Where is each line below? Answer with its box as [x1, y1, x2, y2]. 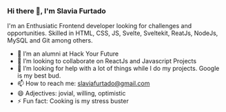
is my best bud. [17, 71, 61, 80]
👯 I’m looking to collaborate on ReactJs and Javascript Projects [17, 57, 197, 65]
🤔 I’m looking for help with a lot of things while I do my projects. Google [17, 65, 220, 73]
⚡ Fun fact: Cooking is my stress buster [17, 97, 129, 105]
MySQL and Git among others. [7, 36, 93, 45]
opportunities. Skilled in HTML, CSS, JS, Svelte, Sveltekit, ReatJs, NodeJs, [7, 29, 218, 37]
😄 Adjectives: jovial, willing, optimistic [17, 89, 126, 98]
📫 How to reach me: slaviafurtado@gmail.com [17, 79, 150, 88]
